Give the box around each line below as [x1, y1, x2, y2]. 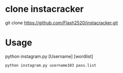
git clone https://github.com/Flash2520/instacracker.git [5, 20, 118, 26]
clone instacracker [5, 3, 84, 15]
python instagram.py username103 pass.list [5, 63, 97, 68]
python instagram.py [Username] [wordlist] [5, 53, 93, 59]
